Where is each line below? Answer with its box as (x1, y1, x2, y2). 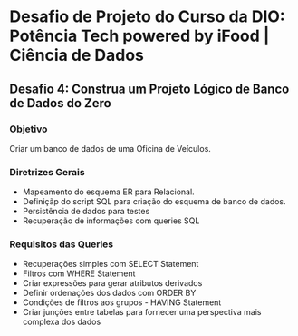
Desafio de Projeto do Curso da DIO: (9, 6, 285, 27)
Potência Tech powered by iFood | (9, 25, 270, 46)
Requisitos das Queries (9, 238, 114, 251)
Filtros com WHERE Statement (22, 268, 136, 279)
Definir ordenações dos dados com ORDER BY (22, 288, 197, 299)
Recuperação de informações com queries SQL (22, 215, 200, 226)
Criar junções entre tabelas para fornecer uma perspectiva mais (22, 307, 262, 318)
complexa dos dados (22, 316, 101, 328)
